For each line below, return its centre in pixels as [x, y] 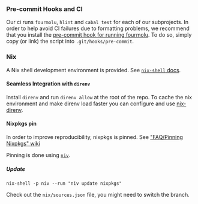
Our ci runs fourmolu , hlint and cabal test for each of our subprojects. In [97, 22]
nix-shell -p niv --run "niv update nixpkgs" [64, 183]
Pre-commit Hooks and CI [44, 9]
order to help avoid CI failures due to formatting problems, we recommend [98, 28]
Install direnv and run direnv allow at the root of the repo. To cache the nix [99, 97]
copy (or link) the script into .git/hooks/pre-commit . [70, 42]
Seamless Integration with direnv [48, 84]
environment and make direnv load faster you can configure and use [91, 104]
